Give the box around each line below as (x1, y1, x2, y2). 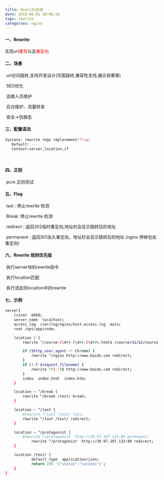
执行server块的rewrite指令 (6, 264, 59, 270)
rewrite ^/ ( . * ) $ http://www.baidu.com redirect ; (31, 367, 132, 372)
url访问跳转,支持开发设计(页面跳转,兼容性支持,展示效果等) (6, 72, 121, 78)
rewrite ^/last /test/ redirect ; (22, 416, 91, 421)
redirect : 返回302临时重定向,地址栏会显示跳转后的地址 (6, 223, 116, 229)
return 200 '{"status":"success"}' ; (31, 461, 106, 466)
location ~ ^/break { (14, 389, 58, 394)
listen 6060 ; (14, 313, 42, 318)
